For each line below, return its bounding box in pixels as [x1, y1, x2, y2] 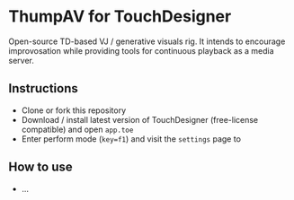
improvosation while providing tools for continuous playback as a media [8, 45, 275, 56]
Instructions [8, 81, 78, 96]
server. [8, 55, 35, 65]
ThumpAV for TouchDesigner [8, 6, 232, 27]
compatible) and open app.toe [21, 124, 134, 135]
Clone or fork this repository [21, 105, 127, 116]
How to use [8, 160, 73, 175]
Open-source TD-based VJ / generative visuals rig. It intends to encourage [8, 36, 286, 47]
